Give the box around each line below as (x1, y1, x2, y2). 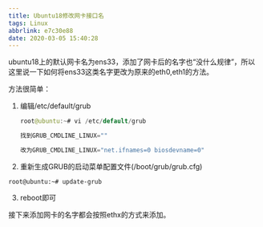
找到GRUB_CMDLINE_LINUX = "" (19, 132, 108, 140)
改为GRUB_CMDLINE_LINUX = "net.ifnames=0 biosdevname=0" (19, 146, 205, 154)
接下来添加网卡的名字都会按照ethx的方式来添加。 (8, 209, 171, 219)
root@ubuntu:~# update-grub (8, 177, 103, 185)
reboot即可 (19, 193, 56, 202)
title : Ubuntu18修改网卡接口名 (8, 11, 104, 20)
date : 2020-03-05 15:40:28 (8, 34, 99, 43)
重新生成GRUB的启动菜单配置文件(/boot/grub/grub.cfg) (19, 161, 203, 171)
